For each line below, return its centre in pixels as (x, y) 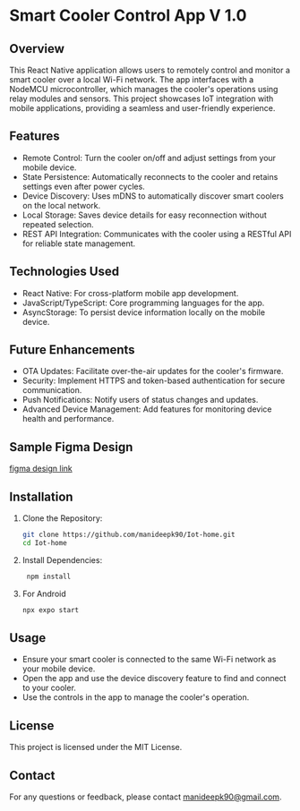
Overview (37, 49)
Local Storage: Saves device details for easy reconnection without (144, 215)
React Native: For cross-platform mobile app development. (130, 293)
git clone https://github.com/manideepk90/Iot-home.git (129, 535)
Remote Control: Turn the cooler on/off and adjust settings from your (149, 158)
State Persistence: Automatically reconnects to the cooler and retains (150, 176)
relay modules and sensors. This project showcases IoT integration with (141, 98)
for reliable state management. (79, 243)
